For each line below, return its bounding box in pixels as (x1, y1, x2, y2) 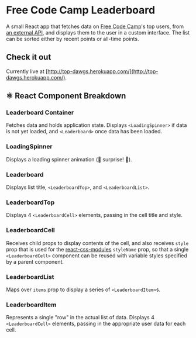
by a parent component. (6, 258, 64, 265)
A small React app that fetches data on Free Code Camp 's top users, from (6, 23, 184, 30)
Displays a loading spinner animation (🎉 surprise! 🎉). (6, 156, 133, 163)
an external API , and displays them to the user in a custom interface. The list (6, 29, 190, 36)
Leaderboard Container (6, 109, 74, 117)
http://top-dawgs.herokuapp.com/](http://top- (47, 68, 159, 75)
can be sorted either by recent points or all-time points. (6, 35, 139, 42)
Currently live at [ (6, 68, 48, 75)
